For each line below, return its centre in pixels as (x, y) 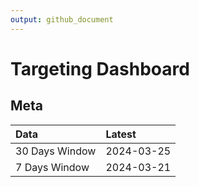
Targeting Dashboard (100, 68)
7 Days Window (52, 167)
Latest (121, 134)
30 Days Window (56, 151)
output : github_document (62, 19)
